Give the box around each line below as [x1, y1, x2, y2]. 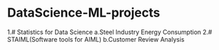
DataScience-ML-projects [7, 5, 161, 21]
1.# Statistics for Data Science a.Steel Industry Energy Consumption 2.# [7, 28, 213, 36]
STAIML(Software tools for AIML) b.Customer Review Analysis [7, 35, 185, 43]
